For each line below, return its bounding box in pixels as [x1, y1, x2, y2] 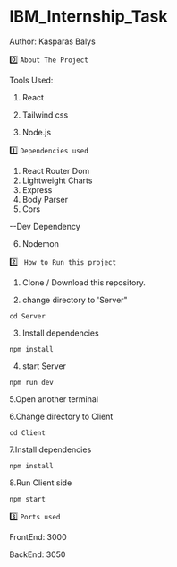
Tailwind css [21, 109, 69, 120]
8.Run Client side [9, 477, 72, 488]
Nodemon [21, 238, 60, 249]
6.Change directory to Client [9, 411, 114, 422]
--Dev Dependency [9, 221, 80, 231]
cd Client [9, 428, 46, 437]
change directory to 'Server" [21, 294, 128, 305]
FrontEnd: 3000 [9, 531, 67, 542]
